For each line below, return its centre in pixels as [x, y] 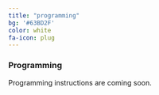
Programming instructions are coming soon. [80, 82]
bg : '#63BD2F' [32, 23]
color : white [30, 30]
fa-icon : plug [32, 38]
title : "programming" [44, 15]
